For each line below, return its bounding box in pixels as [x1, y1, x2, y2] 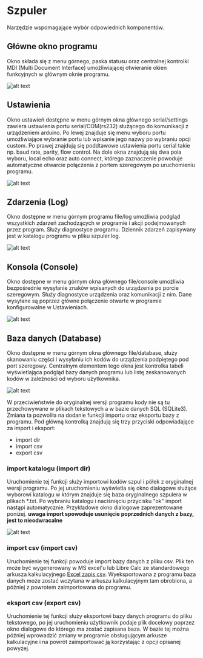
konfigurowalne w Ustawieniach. [7, 304, 88, 311]
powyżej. [7, 645, 30, 652]
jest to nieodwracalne [7, 517, 63, 524]
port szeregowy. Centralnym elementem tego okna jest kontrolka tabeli [7, 362, 184, 369]
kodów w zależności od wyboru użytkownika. [7, 375, 121, 382]
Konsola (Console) [7, 262, 78, 272]
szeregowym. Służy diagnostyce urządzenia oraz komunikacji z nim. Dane [7, 291, 193, 298]
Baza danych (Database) [7, 333, 102, 343]
